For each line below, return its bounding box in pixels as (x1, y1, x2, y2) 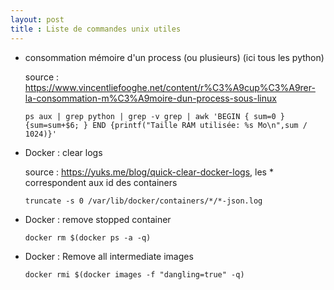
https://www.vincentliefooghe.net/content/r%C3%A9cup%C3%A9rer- (24, 81, 316, 93)
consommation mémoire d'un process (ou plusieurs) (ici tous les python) (24, 51, 325, 63)
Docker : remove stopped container (24, 213, 172, 225)
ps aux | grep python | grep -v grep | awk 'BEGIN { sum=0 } (24, 111, 286, 121)
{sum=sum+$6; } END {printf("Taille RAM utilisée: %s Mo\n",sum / (24, 120, 308, 130)
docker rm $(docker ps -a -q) (24, 232, 152, 243)
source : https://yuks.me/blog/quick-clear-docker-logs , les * (24, 166, 274, 178)
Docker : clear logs (24, 146, 103, 158)
